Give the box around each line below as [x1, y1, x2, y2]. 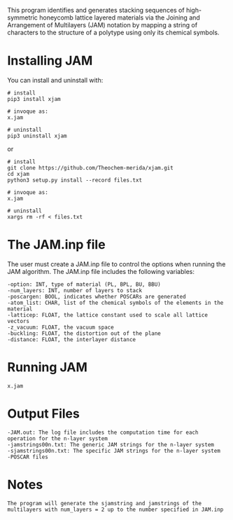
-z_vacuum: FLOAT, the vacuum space [7, 324, 114, 331]
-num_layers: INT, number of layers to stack [7, 287, 142, 294]
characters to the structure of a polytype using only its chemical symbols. [7, 28, 220, 36]
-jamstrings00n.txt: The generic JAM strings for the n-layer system [7, 441, 215, 448]
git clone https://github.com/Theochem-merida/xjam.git [7, 164, 174, 171]
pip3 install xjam [7, 95, 61, 102]
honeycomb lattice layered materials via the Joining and [39, 13, 201, 22]
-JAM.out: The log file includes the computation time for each [7, 429, 199, 436]
